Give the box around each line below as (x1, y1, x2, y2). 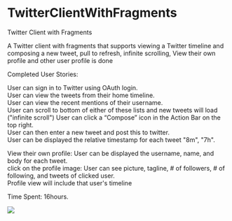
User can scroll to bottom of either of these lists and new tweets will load (7, 106, 218, 114)
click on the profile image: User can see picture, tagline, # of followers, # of (7, 164, 226, 172)
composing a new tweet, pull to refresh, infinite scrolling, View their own (7, 49, 216, 57)
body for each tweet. (7, 156, 68, 165)
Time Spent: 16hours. (7, 192, 69, 201)
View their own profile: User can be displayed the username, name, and (7, 149, 214, 157)
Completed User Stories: (7, 70, 79, 78)
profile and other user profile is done (7, 56, 114, 64)
